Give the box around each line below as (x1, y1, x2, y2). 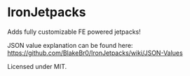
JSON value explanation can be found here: (7, 41, 133, 49)
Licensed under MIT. (7, 62, 67, 70)
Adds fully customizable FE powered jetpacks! (7, 27, 142, 36)
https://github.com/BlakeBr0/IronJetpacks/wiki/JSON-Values (7, 49, 184, 57)
